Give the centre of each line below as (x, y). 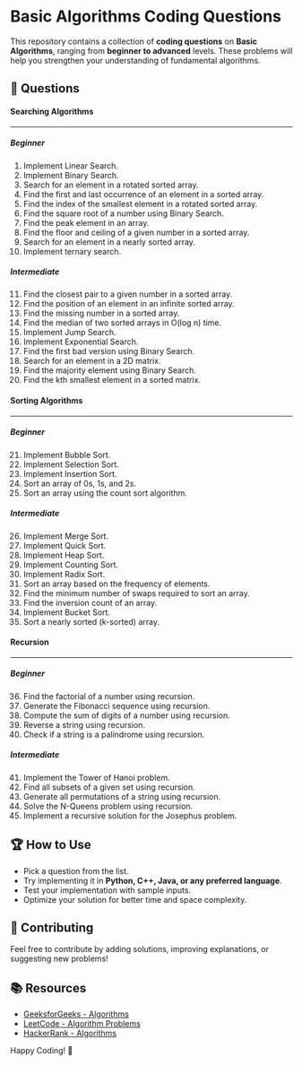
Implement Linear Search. (71, 165)
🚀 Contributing (52, 927)
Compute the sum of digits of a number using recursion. (127, 715)
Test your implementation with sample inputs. (107, 890)
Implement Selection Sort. (71, 464)
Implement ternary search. (72, 251)
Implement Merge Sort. (66, 536)
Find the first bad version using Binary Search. (109, 351)
